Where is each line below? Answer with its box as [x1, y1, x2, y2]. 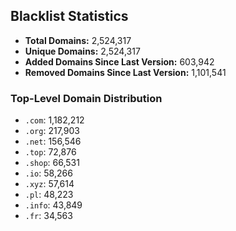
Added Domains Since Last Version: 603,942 [24, 55, 215, 68]
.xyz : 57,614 [24, 178, 75, 190]
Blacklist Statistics [10, 8, 129, 25]
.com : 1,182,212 [24, 114, 85, 126]
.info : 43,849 [24, 199, 83, 211]
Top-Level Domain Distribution [10, 91, 163, 105]
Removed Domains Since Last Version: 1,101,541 [24, 66, 227, 78]
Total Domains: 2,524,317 [24, 34, 132, 46]
